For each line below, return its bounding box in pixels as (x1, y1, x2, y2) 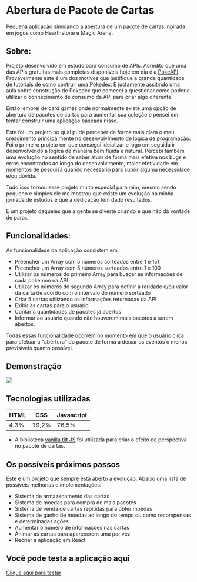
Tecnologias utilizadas (6, 394, 91, 404)
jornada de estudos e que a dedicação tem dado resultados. (6, 196, 152, 203)
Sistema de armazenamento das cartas (14, 493, 110, 500)
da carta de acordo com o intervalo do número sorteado (14, 289, 151, 296)
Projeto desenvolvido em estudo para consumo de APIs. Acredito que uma (6, 62, 187, 69)
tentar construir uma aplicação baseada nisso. (6, 117, 119, 124)
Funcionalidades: (6, 231, 71, 241)
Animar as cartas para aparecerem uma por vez (14, 530, 131, 537)
